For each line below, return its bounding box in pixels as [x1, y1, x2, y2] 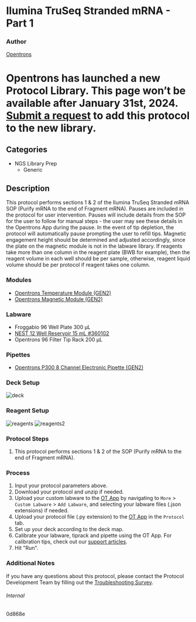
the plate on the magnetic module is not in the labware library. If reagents [6, 242, 183, 250]
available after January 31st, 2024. [6, 96, 178, 110]
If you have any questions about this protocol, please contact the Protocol [6, 572, 184, 579]
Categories [6, 145, 48, 155]
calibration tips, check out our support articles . [14, 538, 128, 545]
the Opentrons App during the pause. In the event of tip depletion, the [6, 224, 174, 231]
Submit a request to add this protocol [6, 109, 190, 122]
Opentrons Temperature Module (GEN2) [14, 289, 111, 296]
